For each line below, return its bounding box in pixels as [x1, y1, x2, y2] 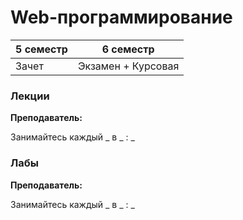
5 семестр [15, 42, 68, 56]
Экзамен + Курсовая [77, 59, 180, 73]
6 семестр [101, 42, 155, 56]
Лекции [10, 89, 50, 103]
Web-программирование [10, 6, 233, 29]
